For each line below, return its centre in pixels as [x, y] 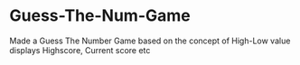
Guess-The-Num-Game [100, 16]
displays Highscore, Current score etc [80, 50]
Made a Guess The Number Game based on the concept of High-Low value [150, 41]
